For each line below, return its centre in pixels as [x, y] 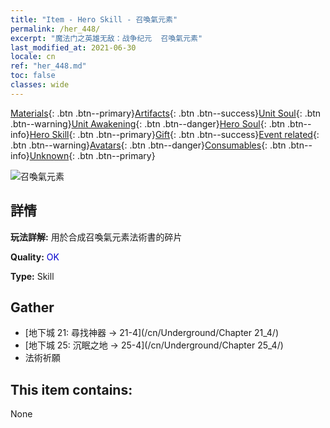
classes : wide [40, 85]
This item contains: [71, 389]
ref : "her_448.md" [48, 66]
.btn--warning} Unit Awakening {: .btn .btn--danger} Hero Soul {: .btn [148, 123]
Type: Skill [32, 276]
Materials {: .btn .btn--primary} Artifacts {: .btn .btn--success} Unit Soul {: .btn [166, 113]
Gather [32, 307]
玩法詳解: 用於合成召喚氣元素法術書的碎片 [96, 237]
